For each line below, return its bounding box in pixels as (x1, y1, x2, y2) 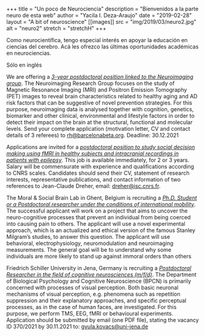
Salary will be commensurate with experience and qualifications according (6, 163, 195, 170)
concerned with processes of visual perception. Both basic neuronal (6, 284, 179, 291)
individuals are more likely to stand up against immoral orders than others (6, 253, 192, 260)
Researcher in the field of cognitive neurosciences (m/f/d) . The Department (6, 271, 197, 278)
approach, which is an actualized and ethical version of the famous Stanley (6, 227, 196, 234)
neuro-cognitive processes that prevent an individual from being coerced (6, 214, 191, 221)
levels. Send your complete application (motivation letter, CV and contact (6, 125, 191, 132)
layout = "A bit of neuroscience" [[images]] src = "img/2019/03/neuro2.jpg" (6, 18, 197, 25)
